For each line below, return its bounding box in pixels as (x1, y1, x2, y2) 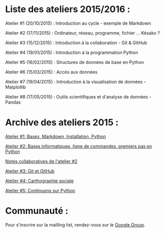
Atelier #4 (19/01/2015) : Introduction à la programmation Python (5, 49, 138, 55)
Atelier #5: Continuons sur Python (5, 187, 75, 193)
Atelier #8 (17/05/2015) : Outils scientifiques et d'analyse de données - (5, 94, 152, 100)
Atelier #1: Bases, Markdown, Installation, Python (5, 133, 107, 139)
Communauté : (5, 205, 69, 217)
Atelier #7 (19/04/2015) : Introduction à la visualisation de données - (5, 79, 146, 85)
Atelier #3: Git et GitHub (5, 168, 55, 174)
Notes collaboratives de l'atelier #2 (5, 158, 78, 164)
